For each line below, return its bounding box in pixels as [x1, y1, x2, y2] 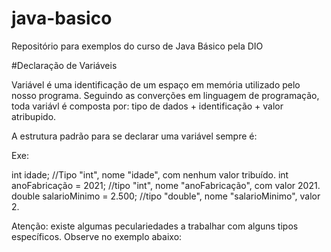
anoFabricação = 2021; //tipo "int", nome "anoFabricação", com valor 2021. [11, 179, 321, 191]
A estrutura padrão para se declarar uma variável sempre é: [11, 130, 258, 142]
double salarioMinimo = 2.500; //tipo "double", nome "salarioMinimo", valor [11, 190, 321, 202]
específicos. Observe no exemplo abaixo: [11, 230, 183, 242]
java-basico [11, 7, 113, 30]
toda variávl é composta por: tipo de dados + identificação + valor [11, 100, 284, 112]
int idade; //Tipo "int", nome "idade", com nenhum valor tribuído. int [11, 168, 289, 181]
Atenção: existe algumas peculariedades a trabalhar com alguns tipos [11, 220, 299, 232]
